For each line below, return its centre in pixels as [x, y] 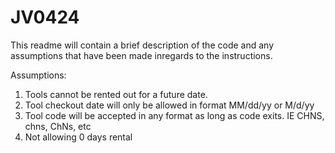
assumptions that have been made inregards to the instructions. [141, 55]
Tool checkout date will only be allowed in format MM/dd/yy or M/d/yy [169, 105]
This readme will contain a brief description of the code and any [142, 45]
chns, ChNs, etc [58, 126]
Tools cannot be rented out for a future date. [116, 94]
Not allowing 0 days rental [78, 137]
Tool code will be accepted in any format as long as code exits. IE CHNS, [174, 115]
